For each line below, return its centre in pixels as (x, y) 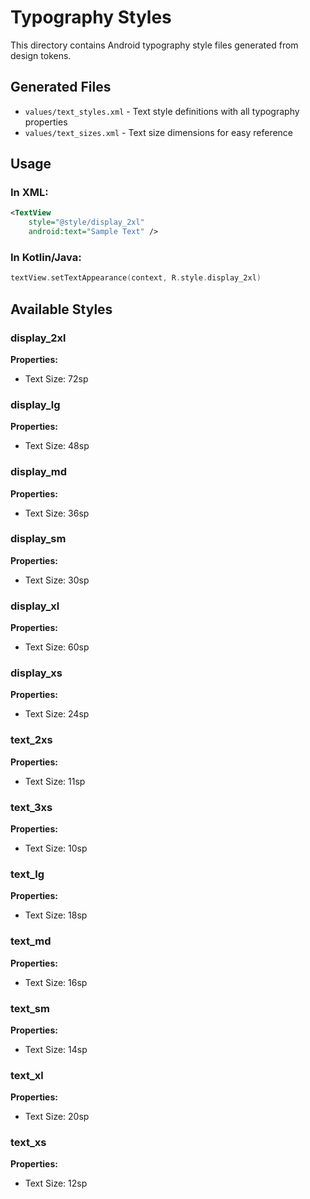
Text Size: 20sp (57, 1117)
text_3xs (31, 807)
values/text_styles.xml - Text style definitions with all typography (162, 111)
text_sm (30, 1008)
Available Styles (61, 309)
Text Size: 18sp (56, 915)
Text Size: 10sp (56, 848)
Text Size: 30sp (57, 580)
